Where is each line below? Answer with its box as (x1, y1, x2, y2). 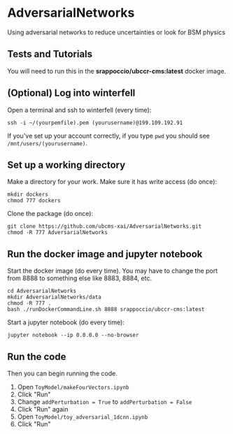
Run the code (7, 351, 66, 363)
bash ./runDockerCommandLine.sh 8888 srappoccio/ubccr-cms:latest (7, 306, 205, 313)
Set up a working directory (7, 159, 126, 171)
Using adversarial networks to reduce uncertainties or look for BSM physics (7, 28, 226, 36)
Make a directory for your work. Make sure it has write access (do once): (7, 178, 218, 186)
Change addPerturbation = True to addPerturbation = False (17, 398, 192, 406)
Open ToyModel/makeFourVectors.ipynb (17, 383, 129, 391)
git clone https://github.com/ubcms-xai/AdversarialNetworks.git (7, 223, 202, 230)
